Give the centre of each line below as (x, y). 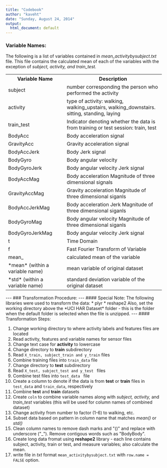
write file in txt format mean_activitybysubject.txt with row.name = (81, 455)
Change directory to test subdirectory (52, 365)
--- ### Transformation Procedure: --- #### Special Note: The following (80, 298)
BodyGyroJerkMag (30, 233)
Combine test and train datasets (46, 392)
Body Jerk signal (86, 152)
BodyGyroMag (25, 222)
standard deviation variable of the (106, 279)
